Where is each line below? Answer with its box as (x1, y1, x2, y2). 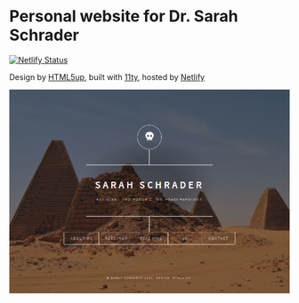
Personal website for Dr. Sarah (9, 6, 238, 27)
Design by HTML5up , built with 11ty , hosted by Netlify (9, 71, 206, 82)
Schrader (9, 25, 80, 45)
